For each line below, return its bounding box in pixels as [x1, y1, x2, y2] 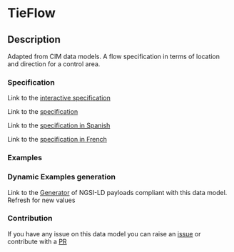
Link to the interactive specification [7, 94, 111, 103]
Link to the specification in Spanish [7, 121, 111, 130]
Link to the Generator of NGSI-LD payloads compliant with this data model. [7, 188, 228, 196]
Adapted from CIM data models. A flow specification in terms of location [7, 52, 220, 61]
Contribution [7, 214, 53, 224]
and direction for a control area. [7, 60, 101, 68]
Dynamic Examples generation [7, 172, 116, 182]
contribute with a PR [7, 237, 67, 246]
